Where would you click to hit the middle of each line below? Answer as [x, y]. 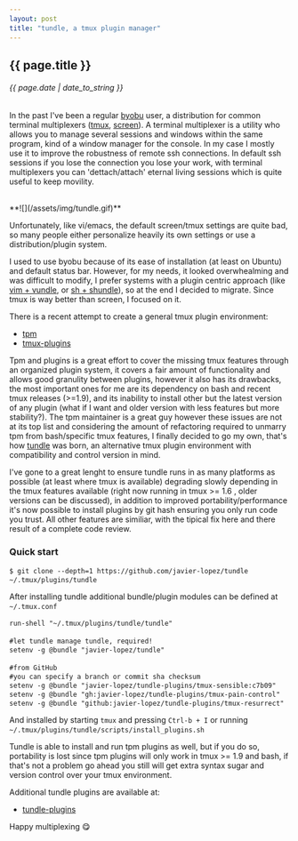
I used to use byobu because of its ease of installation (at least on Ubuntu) [145, 261]
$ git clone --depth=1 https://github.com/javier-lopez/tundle [129, 572]
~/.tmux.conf [33, 607]
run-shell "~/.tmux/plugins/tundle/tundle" [91, 624]
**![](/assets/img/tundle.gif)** [65, 208]
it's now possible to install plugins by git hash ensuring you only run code [144, 510]
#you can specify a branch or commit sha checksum [105, 677]
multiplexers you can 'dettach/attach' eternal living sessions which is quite [146, 172]
